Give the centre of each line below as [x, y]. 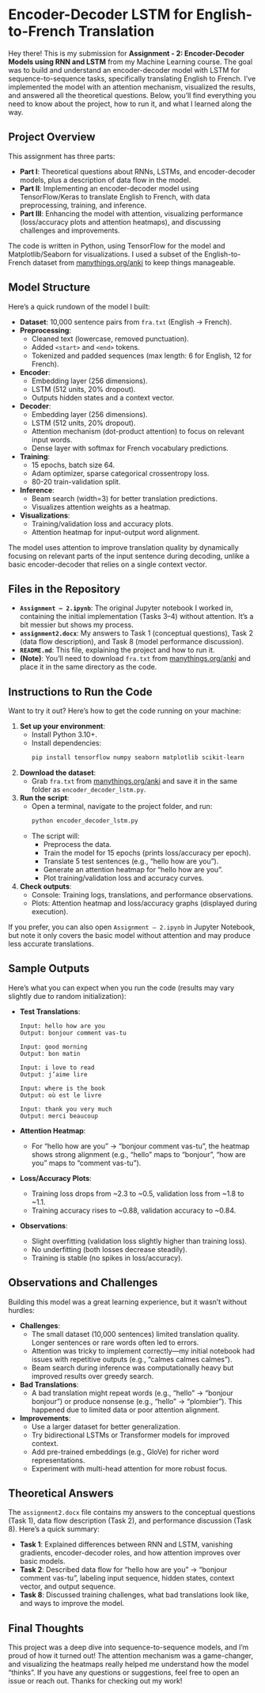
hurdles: [22, 1310]
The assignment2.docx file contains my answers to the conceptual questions [132, 1513]
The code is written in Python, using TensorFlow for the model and [117, 245]
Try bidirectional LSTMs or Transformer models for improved [131, 1435]
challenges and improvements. [70, 230]
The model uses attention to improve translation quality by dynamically [123, 547]
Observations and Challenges [83, 1283]
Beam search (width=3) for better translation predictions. [124, 498]
